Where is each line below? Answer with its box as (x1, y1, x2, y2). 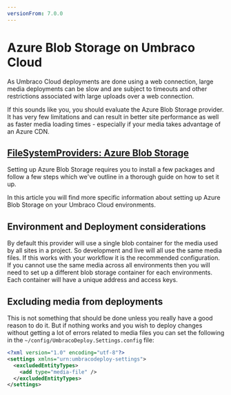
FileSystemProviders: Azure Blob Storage (7, 147, 190, 159)
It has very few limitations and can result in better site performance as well (7, 112, 219, 121)
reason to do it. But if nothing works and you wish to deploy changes (7, 321, 203, 330)
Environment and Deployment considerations (7, 221, 206, 232)
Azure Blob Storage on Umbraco (7, 39, 195, 55)
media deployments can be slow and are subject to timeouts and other (7, 84, 208, 93)
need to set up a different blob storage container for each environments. (7, 268, 212, 276)
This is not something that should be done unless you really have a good (7, 314, 213, 322)
